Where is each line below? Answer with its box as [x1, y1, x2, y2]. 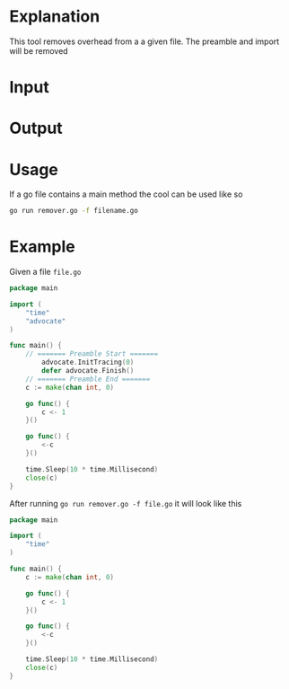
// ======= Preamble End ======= [25, 375, 151, 384]
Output [9, 119, 63, 138]
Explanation [9, 6, 101, 27]
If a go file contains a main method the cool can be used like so [9, 189, 243, 199]
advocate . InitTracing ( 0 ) [41, 358, 135, 367]
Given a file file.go [9, 267, 82, 278]
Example [9, 236, 75, 257]
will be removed [9, 45, 69, 56]
